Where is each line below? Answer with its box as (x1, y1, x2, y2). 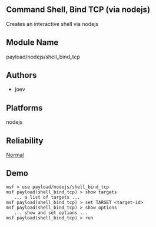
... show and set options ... (14, 209, 88, 216)
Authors (6, 70, 37, 80)
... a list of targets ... (14, 194, 81, 200)
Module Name (6, 38, 59, 48)
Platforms (6, 103, 43, 113)
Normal (6, 152, 24, 159)
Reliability (6, 136, 44, 146)
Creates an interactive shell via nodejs (6, 20, 99, 27)
